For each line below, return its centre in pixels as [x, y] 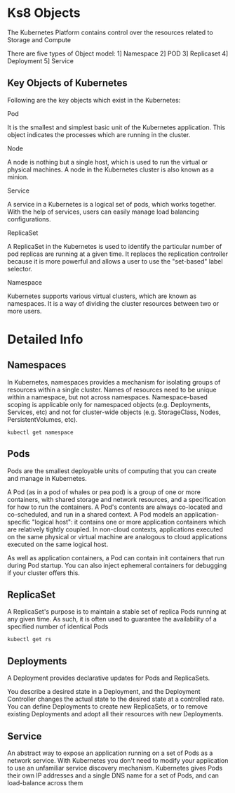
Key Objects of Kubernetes [67, 83]
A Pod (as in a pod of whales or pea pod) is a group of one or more [104, 492]
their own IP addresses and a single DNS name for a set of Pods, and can [113, 775]
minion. [18, 176]
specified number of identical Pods [58, 626]
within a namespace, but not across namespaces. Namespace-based [108, 397]
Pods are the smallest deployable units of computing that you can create [112, 471]
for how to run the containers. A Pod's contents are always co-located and [115, 507]
